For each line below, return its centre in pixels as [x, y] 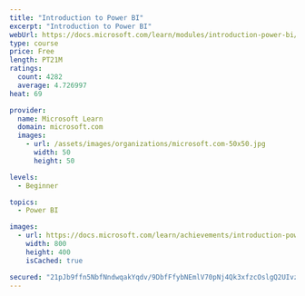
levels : [24, 177]
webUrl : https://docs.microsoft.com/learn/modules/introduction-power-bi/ [154, 35]
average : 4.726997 [53, 85]
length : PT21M [36, 60]
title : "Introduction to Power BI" [77, 18]
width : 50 [52, 153]
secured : [26, 277]
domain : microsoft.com [60, 127]
